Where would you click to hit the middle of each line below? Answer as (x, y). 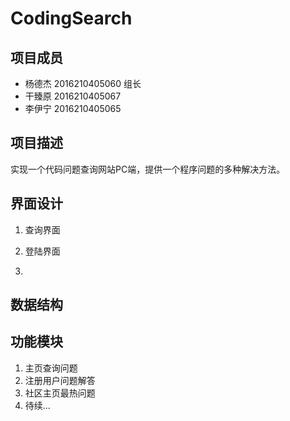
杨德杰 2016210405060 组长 (83, 83)
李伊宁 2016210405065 (73, 108)
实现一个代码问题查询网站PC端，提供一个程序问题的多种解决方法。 (148, 169)
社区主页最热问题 (60, 393)
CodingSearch (71, 18)
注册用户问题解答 (60, 380)
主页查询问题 (51, 368)
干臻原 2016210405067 (73, 96)
